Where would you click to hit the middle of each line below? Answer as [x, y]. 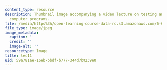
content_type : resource [30, 10]
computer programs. [30, 19]
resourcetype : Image [27, 51]
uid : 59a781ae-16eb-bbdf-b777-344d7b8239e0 [51, 60]
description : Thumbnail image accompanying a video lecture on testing [81, 14]
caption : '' [22, 37]
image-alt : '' [24, 46]
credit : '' [21, 42]
